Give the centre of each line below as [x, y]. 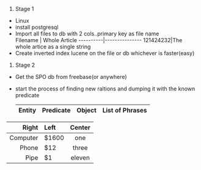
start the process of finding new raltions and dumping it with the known [105, 89]
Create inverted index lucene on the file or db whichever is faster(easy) [105, 53]
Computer [24, 138]
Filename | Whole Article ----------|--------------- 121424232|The [99, 40]
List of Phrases [125, 110]
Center [80, 127]
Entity [27, 110]
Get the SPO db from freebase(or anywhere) [71, 77]
